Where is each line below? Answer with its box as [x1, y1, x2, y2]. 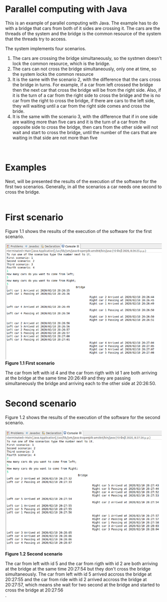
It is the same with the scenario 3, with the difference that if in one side [12, 113, 158, 119]
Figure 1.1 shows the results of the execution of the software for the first [5, 228, 152, 234]
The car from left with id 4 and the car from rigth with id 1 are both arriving [5, 370, 158, 376]
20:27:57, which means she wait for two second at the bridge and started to [5, 582, 160, 588]
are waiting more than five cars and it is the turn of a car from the [12, 119, 146, 125]
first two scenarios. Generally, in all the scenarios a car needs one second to [5, 184, 162, 190]
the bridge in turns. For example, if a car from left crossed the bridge [12, 81, 153, 88]
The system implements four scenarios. [5, 45, 86, 51]
